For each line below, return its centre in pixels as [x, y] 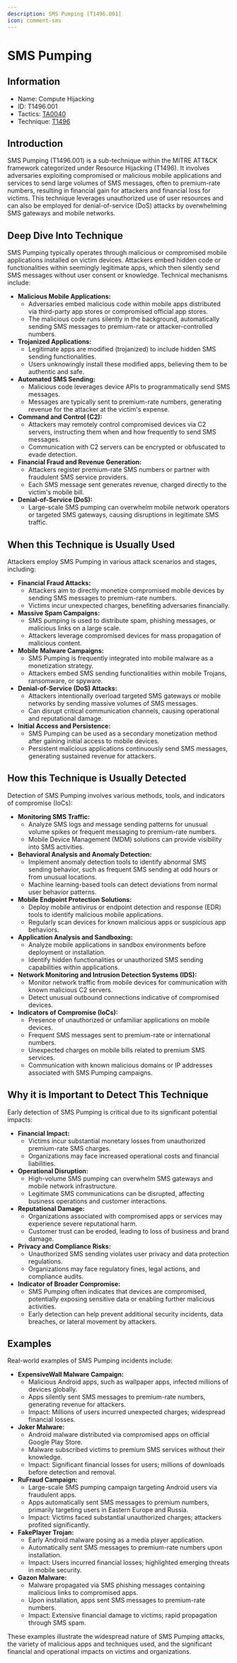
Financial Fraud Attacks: [54, 582]
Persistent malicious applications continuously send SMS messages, [128, 748]
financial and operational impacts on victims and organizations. [99, 1652]
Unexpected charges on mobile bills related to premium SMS [116, 1050]
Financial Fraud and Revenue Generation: [80, 462]
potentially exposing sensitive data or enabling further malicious [121, 1299]
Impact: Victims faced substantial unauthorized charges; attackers [125, 1518]
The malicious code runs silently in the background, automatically [124, 319]
